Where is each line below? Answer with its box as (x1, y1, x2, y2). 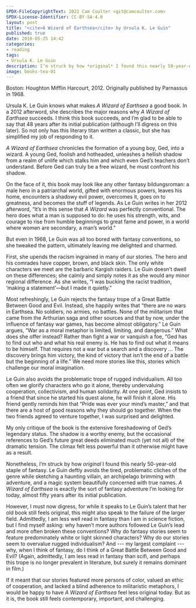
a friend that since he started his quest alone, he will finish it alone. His (6, 394, 176, 401)
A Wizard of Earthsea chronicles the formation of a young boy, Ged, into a (6, 145, 184, 152)
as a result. (6, 449, 33, 456)
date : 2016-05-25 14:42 (6, 36, 64, 42)
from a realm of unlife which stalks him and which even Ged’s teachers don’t (6, 157, 190, 164)
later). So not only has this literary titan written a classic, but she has (6, 127, 170, 134)
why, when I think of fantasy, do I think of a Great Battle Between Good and (6, 546, 187, 554)
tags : (6, 52, 19, 58)
